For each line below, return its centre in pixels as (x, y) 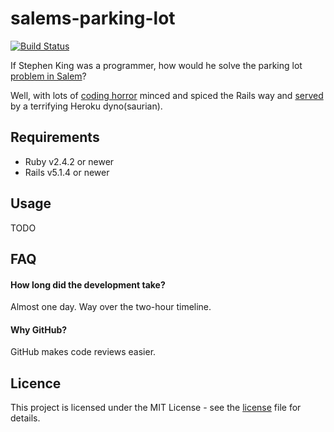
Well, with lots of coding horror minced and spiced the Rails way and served (167, 95)
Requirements (55, 137)
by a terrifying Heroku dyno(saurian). (86, 106)
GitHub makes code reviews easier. (83, 352)
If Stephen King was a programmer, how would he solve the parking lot (156, 65)
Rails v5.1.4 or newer (67, 172)
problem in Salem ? (48, 76)
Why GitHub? (39, 329)
